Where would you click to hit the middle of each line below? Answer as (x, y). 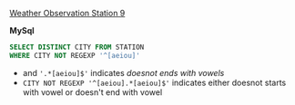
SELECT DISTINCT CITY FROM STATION (77, 47)
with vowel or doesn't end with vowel (92, 92)
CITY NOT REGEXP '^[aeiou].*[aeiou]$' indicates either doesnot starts (154, 82)
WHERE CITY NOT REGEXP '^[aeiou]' (75, 55)
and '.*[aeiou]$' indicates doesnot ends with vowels (123, 72)
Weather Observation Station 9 (67, 13)
